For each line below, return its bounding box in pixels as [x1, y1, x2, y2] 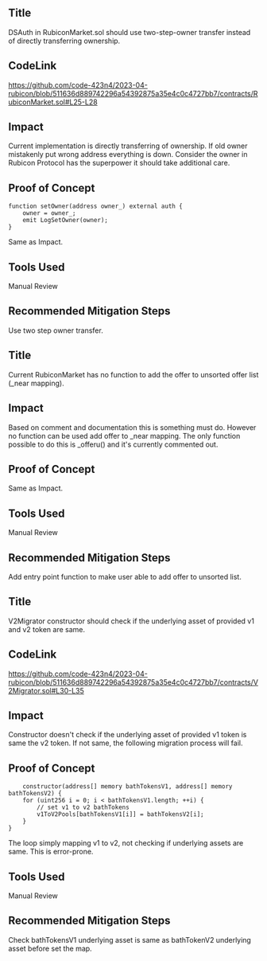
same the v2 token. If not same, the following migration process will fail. [8, 738, 243, 748]
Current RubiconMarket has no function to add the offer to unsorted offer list [8, 369, 259, 379]
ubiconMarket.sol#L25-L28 [8, 97, 98, 107]
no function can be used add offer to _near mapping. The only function [8, 431, 241, 440]
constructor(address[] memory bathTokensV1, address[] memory [22, 783, 233, 791]
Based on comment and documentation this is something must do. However [8, 422, 257, 432]
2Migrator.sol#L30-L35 [8, 686, 85, 695]
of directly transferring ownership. [8, 36, 121, 45]
